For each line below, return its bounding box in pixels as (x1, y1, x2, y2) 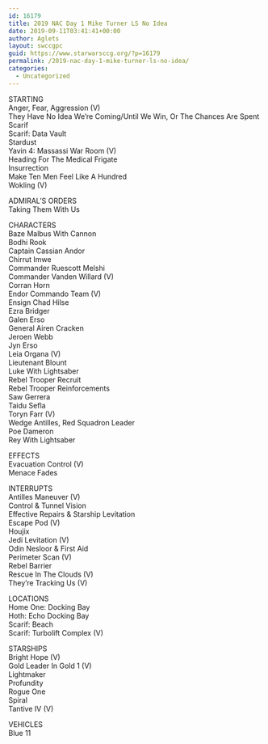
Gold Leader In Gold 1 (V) (8, 661, 92, 670)
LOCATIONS (8, 594, 49, 603)
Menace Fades (8, 467, 58, 477)
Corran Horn (8, 280, 51, 290)
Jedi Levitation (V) (8, 535, 70, 544)
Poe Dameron (8, 426, 54, 436)
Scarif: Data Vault (8, 129, 67, 138)
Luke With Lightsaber (8, 366, 79, 376)
